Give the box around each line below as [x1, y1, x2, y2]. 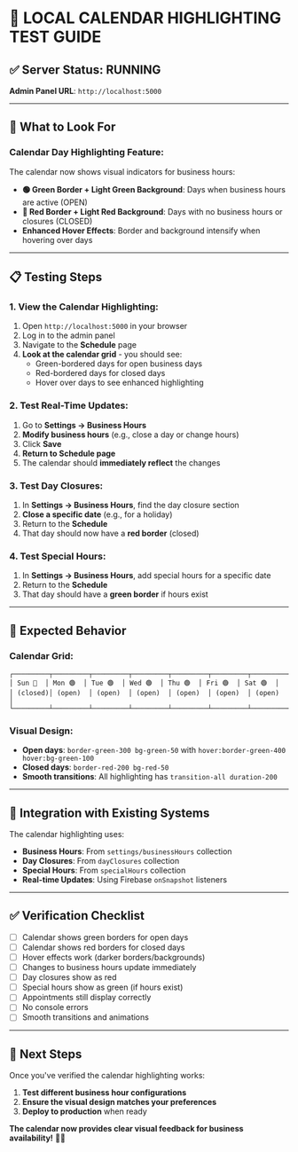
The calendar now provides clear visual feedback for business [9, 1124, 244, 1134]
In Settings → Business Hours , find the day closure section [21, 499, 239, 510]
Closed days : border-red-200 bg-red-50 [21, 762, 169, 772]
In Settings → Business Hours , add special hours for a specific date [21, 570, 271, 581]
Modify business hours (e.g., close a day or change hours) [21, 429, 239, 440]
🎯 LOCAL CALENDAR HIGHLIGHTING [9, 8, 282, 28]
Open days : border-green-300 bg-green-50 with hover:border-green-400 [21, 745, 286, 756]
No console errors [21, 1002, 89, 1013]
